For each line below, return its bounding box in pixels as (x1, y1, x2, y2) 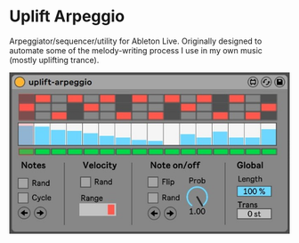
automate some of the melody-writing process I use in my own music (9, 45, 263, 55)
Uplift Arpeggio (9, 6, 125, 27)
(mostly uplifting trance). (9, 54, 100, 65)
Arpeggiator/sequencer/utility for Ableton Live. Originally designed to (9, 36, 263, 46)
